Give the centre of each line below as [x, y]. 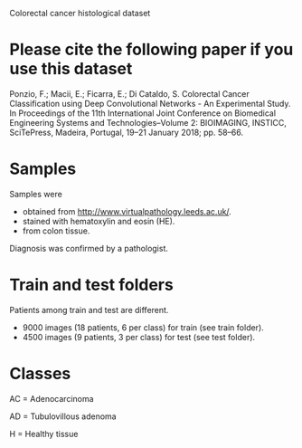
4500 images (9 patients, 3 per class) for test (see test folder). [139, 337]
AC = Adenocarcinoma [52, 398]
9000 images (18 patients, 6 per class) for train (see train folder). [143, 327]
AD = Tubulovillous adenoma [63, 416]
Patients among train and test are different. [89, 310]
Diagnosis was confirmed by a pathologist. [89, 248]
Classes [40, 374]
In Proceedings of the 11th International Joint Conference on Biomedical [143, 113]
